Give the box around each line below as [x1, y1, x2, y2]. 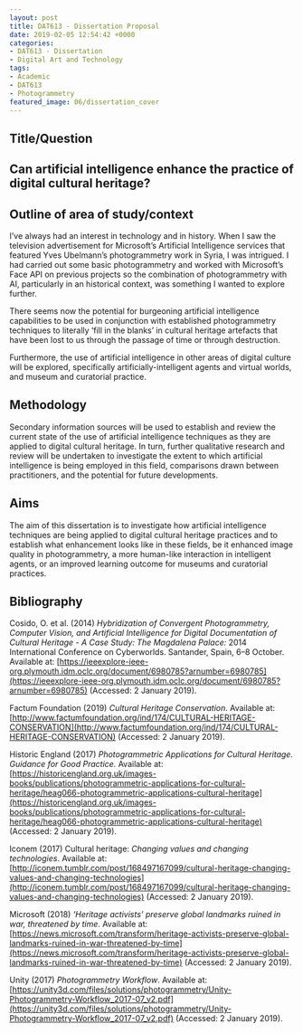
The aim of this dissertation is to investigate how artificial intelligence [9, 519, 267, 530]
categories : [9, 38, 54, 48]
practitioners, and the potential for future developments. [9, 469, 219, 480]
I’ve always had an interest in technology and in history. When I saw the [9, 230, 276, 241]
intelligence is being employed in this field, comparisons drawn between [9, 460, 279, 470]
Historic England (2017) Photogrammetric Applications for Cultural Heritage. [9, 749, 294, 760]
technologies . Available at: [9, 853, 108, 864]
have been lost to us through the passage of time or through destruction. [9, 334, 280, 345]
